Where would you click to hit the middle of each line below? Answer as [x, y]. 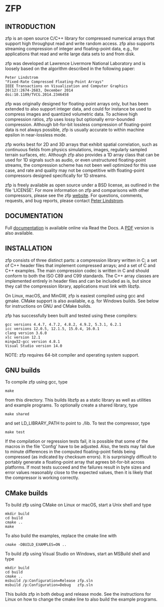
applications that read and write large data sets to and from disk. [70, 54]
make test [15, 432]
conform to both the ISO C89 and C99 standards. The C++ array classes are [82, 276]
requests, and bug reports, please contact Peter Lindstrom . [65, 201]
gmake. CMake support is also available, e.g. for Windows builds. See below [82, 301]
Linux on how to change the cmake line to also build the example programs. [81, 599]
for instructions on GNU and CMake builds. [48, 306]
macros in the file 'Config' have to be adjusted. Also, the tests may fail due [80, 447]
